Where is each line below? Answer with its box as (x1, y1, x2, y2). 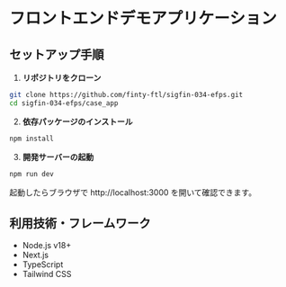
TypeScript (22, 259, 64, 270)
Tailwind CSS (22, 269, 72, 280)
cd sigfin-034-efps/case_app (9, 98, 119, 108)
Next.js (22, 249, 49, 261)
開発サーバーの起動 (22, 151, 94, 162)
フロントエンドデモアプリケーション (9, 8, 277, 29)
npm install (9, 134, 54, 143)
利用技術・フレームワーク (9, 215, 151, 230)
